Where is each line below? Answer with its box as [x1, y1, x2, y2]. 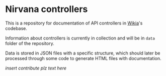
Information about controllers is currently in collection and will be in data [5, 35, 155, 41]
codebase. [5, 25, 28, 31]
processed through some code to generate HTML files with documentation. [5, 55, 161, 61]
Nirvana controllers [5, 3, 88, 15]
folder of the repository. [5, 40, 54, 46]
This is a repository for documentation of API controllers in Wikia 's [5, 20, 143, 26]
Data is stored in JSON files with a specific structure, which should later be [5, 50, 160, 56]
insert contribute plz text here [5, 65, 67, 71]
